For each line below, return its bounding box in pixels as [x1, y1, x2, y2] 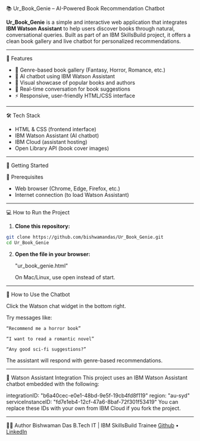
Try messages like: [6, 314, 52, 321]
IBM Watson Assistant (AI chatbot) [14, 132, 99, 139]
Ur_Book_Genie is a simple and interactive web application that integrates [6, 18, 187, 26]
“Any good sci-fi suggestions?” [6, 346, 86, 352]
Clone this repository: [14, 223, 70, 230]
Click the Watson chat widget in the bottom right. [6, 302, 126, 309]
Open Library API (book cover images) [14, 145, 109, 152]
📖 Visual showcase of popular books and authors [14, 79, 136, 86]
